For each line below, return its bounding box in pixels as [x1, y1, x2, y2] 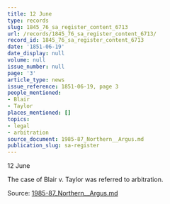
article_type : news [7, 76, 65, 84]
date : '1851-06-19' [7, 43, 65, 50]
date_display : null [7, 50, 65, 57]
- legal [7, 122, 30, 130]
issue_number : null [7, 63, 65, 70]
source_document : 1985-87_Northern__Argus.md [7, 135, 144, 142]
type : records [7, 17, 50, 24]
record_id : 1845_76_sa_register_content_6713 [7, 37, 144, 44]
